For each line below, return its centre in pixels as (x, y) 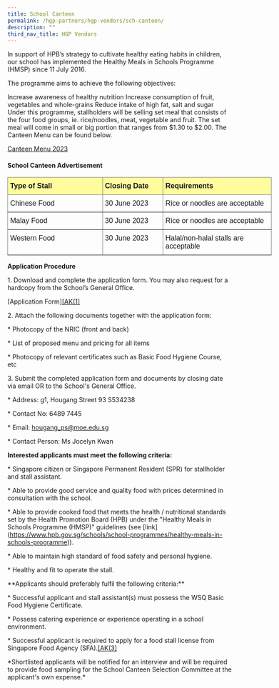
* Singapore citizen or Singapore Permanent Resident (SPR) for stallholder (116, 469)
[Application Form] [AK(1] (44, 301)
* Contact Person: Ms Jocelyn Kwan (61, 442)
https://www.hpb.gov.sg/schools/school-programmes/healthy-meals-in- (116, 535)
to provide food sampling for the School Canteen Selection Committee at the (120, 669)
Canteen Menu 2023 (38, 149)
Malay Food (29, 221)
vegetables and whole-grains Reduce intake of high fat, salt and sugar (111, 105)
